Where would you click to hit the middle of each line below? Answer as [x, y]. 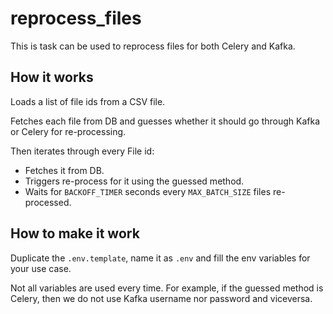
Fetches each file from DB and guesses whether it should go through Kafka [165, 121]
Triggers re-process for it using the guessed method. [134, 181]
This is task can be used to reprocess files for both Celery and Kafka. [153, 46]
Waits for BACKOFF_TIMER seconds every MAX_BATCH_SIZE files [148, 191]
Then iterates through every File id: [82, 151]
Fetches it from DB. [64, 170]
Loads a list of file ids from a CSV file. [88, 101]
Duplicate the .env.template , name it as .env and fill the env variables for [160, 258]
